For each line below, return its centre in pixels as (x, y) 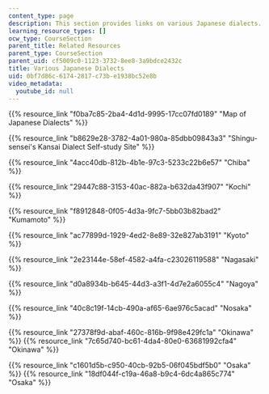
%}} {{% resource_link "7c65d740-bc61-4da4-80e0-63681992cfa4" (122, 341)
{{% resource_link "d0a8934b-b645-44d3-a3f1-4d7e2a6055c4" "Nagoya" (133, 284)
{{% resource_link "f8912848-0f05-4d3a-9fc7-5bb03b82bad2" (115, 211)
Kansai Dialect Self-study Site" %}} (96, 147)
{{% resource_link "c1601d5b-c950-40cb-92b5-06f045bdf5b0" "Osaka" (130, 366)
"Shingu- (242, 138)
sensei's (22, 147)
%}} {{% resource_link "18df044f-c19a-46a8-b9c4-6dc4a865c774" (122, 374)
